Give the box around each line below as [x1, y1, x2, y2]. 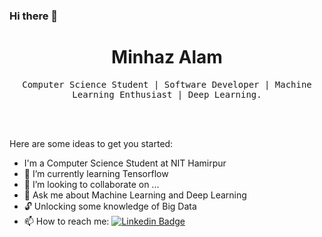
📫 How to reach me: [23, 215, 110, 227]
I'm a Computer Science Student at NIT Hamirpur [23, 157, 227, 169]
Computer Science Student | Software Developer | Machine [22, 79, 312, 90]
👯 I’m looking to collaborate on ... [23, 178, 160, 190]
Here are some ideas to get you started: [9, 137, 174, 149]
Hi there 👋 [9, 9, 59, 23]
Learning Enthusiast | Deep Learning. [72, 89, 262, 100]
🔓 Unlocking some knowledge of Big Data [23, 200, 197, 212]
